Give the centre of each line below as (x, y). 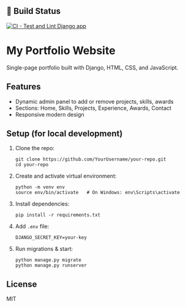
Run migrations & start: (44, 249)
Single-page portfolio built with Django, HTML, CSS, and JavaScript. (92, 67)
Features (24, 87)
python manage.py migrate (48, 260)
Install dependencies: (42, 204)
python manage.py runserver (51, 265)
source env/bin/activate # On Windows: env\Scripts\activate (98, 193)
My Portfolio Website (61, 51)
